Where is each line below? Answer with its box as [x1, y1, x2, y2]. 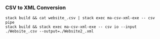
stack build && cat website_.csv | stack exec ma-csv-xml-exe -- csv [5, 16, 155, 21]
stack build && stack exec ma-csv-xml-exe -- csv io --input [5, 24, 137, 29]
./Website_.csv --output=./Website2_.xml [5, 29, 94, 34]
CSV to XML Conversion [5, 4, 66, 11]
